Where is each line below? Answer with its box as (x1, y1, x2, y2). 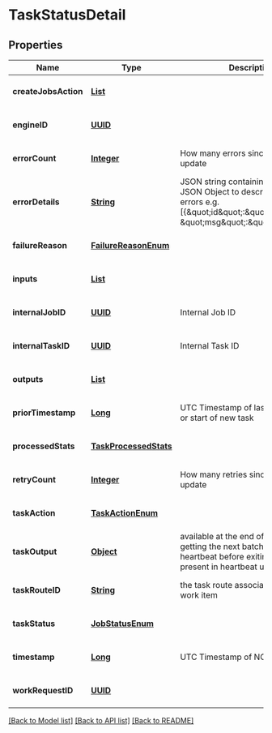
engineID (12, 119, 49, 131)
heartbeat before (180, 551, 244, 562)
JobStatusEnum (90, 618, 154, 629)
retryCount (12, 474, 57, 485)
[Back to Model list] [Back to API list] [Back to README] (8, 716, 194, 725)
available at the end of (180, 531, 265, 542)
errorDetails (12, 196, 60, 208)
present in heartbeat (180, 561, 257, 572)
